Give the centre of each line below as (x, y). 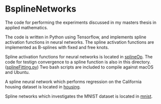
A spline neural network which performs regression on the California (73, 82)
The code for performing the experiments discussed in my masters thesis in (81, 22)
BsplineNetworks (41, 9)
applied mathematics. (27, 27)
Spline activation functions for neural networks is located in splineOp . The (79, 56)
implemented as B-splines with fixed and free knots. (57, 47)
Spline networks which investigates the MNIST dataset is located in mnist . (79, 96)
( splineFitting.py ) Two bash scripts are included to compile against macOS (79, 67)
